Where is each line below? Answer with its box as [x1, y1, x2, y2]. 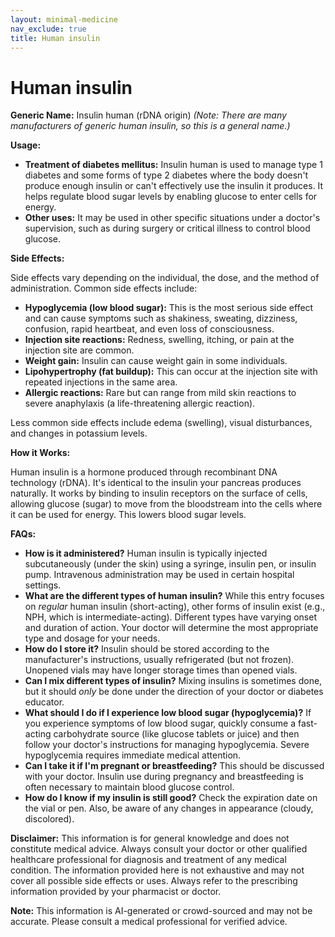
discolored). [24, 813, 75, 825]
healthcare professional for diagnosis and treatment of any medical [10, 854, 287, 866]
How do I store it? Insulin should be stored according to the [24, 643, 270, 655]
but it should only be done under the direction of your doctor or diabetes [24, 686, 324, 698]
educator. [24, 696, 65, 708]
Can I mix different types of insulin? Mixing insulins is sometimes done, [24, 675, 323, 687]
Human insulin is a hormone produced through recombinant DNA [10, 466, 278, 478]
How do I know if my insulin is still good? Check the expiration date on [24, 792, 318, 804]
